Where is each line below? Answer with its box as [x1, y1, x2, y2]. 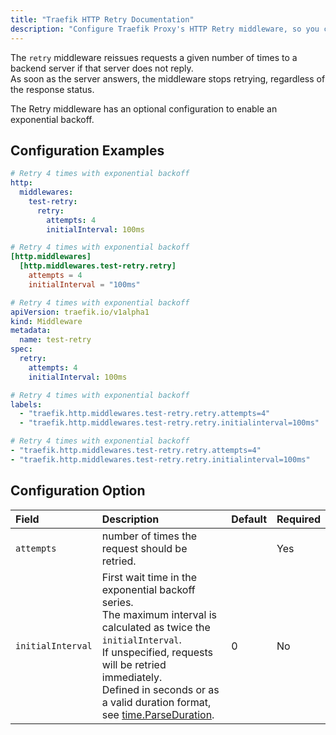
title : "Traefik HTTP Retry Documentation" [10, 14, 195, 25]
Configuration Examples [10, 142, 165, 159]
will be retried [101, 657, 167, 671]
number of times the [101, 529, 198, 543]
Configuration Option [10, 482, 146, 500]
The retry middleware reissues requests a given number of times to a [10, 51, 298, 63]
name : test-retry [19, 335, 92, 345]
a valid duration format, [101, 695, 212, 709]
